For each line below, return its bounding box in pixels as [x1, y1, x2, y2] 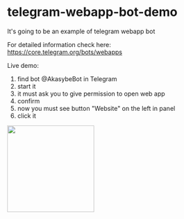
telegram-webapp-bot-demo [7, 4, 178, 20]
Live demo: [7, 61, 40, 69]
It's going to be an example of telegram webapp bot [7, 27, 156, 35]
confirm [17, 96, 40, 105]
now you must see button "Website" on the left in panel [17, 104, 176, 112]
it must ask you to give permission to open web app [17, 89, 165, 98]
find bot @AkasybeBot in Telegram [17, 74, 117, 83]
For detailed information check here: [7, 40, 111, 49]
